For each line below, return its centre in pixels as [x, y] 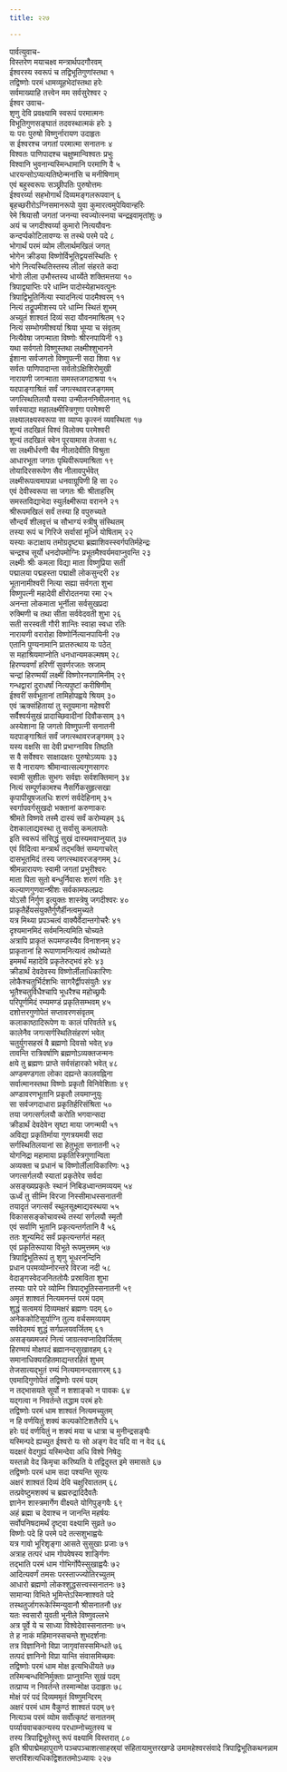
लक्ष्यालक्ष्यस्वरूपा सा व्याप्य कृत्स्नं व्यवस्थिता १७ [76, 420]
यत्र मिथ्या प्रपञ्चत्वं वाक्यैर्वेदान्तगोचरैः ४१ [65, 920]
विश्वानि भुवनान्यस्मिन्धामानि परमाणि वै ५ [65, 163]
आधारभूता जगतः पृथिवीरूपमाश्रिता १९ [62, 460]
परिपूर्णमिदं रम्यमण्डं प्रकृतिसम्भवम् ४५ [60, 1002]
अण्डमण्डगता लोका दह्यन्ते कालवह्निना [61, 1074]
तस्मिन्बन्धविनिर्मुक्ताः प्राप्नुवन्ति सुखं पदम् [65, 1676]
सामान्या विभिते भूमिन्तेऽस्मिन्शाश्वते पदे [62, 1594]
